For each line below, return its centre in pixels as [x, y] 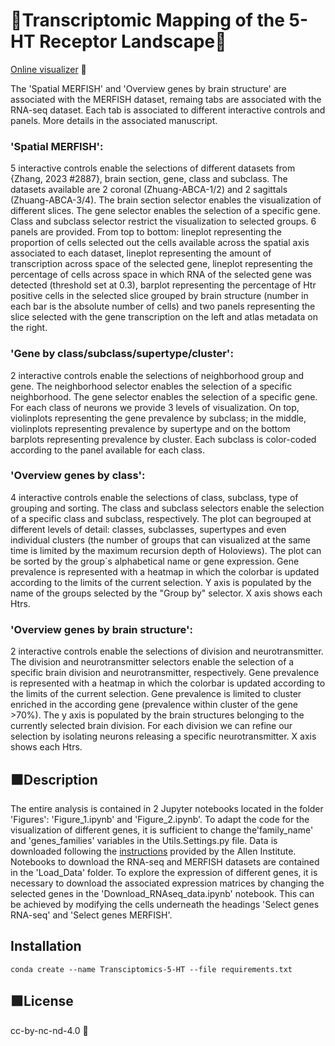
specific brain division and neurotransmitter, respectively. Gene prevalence [165, 673]
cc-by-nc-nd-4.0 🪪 [49, 1030]
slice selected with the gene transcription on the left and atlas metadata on [164, 317]
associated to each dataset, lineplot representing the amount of [141, 253]
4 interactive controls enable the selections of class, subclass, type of [154, 497]
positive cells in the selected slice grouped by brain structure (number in [159, 296]
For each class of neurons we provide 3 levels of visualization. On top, [155, 407]
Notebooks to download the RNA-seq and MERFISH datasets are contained [165, 861]
